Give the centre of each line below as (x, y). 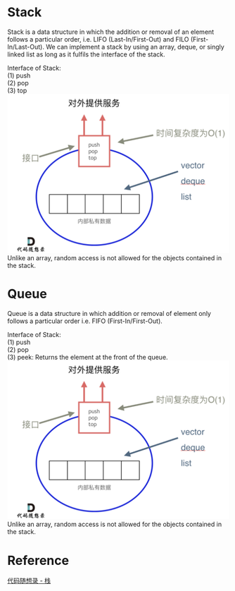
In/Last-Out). (26, 47)
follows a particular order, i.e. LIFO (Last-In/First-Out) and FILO (98, 39)
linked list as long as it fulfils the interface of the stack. (86, 54)
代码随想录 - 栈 (29, 581)
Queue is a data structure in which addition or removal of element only (109, 313)
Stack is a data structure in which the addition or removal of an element (111, 32)
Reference (38, 560)
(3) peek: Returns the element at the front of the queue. (88, 357)
